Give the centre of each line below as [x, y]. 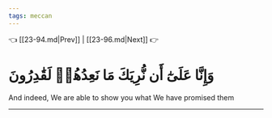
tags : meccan [30, 16]
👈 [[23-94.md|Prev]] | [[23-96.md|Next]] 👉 [84, 39]
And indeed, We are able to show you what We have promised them [121, 97]
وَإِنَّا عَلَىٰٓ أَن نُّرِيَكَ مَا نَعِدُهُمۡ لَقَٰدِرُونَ [111, 75]
